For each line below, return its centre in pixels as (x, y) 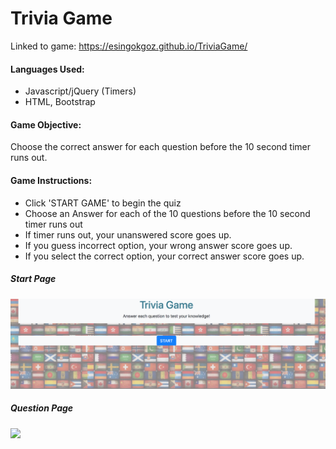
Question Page (42, 408)
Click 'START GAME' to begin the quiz (103, 203)
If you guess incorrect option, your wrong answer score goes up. (158, 245)
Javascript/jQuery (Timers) (80, 91)
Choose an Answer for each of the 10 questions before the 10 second (167, 213)
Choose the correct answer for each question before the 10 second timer (161, 147)
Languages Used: (47, 69)
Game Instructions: (51, 180)
